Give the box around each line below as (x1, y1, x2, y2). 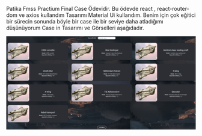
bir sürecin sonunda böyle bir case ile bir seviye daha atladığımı (6, 18, 164, 25)
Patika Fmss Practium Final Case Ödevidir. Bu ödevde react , (6, 5, 156, 12)
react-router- (157, 5, 189, 12)
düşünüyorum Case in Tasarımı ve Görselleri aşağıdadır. (6, 24, 144, 31)
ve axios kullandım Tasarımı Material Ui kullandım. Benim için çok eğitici (19, 11, 196, 19)
